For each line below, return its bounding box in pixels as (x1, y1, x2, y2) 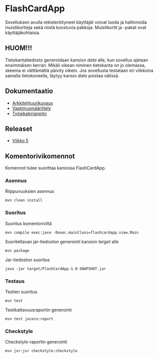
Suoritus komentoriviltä (5, 220, 52, 226)
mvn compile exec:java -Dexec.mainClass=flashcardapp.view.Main (5, 230, 139, 235)
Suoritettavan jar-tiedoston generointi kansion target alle (5, 239, 119, 244)
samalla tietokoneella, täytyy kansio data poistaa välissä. (5, 72, 120, 79)
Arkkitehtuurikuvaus (12, 100, 53, 106)
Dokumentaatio (5, 87, 53, 95)
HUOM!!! (5, 44, 33, 52)
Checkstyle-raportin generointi (5, 339, 68, 345)
